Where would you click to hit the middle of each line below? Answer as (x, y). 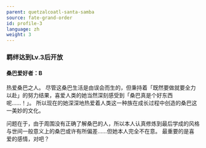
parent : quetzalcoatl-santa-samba (51, 12)
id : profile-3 (25, 23)
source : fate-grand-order (39, 18)
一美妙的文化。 (25, 111)
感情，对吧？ (33, 139)
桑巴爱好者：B (25, 73)
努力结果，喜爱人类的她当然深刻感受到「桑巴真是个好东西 (100, 95)
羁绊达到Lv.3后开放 (35, 57)
